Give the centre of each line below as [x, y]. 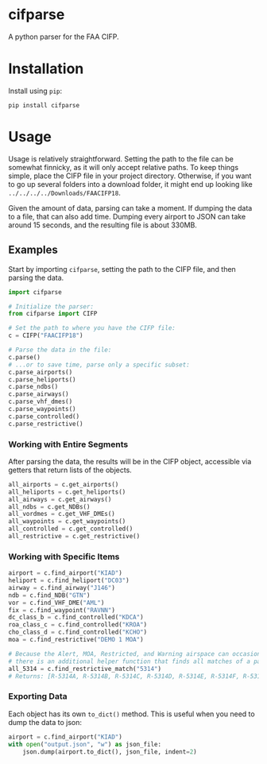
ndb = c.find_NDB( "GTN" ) [49, 595]
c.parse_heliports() [43, 379]
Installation [46, 69]
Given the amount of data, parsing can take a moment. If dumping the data [130, 207]
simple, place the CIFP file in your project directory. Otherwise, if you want [130, 176]
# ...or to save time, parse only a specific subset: [99, 365]
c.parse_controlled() [44, 416]
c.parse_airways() [39, 394]
